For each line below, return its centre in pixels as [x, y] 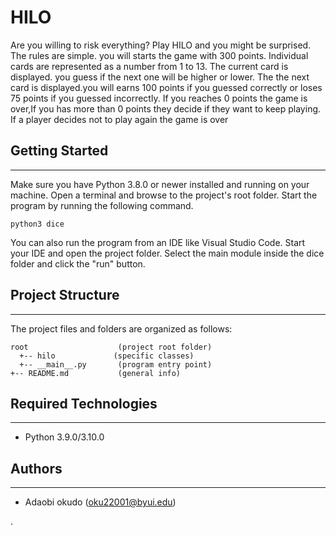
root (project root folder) [111, 347]
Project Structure [65, 295]
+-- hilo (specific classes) [107, 356]
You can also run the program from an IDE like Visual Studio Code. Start [158, 242]
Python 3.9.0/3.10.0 [64, 437]
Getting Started [59, 151]
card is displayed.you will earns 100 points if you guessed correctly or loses [166, 87]
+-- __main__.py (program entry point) [116, 364]
